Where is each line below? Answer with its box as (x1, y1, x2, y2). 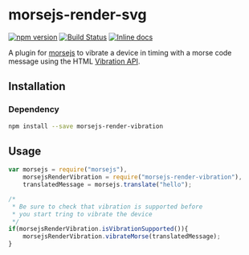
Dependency (8, 104, 60, 115)
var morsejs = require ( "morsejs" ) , (8, 166, 128, 174)
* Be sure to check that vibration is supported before (11, 203, 203, 211)
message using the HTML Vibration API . (8, 56, 141, 66)
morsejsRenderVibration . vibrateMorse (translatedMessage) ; (22, 232, 221, 241)
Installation (8, 80, 66, 93)
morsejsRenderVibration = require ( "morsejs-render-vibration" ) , (22, 173, 243, 182)
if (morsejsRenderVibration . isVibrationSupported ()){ (8, 225, 189, 233)
